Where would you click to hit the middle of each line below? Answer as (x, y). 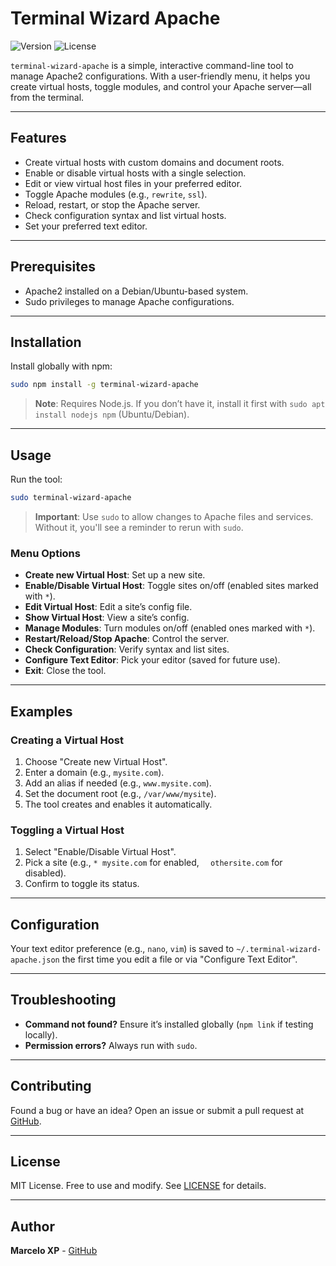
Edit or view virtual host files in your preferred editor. (133, 183)
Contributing (51, 1086)
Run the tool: (36, 479)
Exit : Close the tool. (65, 671)
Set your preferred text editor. (86, 226)
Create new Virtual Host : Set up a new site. (115, 575)
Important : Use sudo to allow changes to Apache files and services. (174, 516)
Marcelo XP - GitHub (54, 1251)
